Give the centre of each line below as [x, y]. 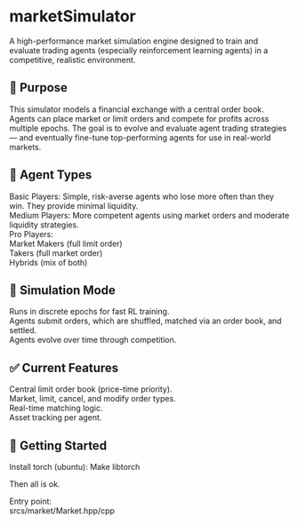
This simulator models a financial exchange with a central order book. [137, 109]
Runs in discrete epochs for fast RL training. [89, 312]
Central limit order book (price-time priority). [91, 389]
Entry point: [30, 501]
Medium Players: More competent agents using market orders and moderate [149, 215]
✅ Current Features [64, 367]
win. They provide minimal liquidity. [74, 205]
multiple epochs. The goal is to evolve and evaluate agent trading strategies [148, 128]
